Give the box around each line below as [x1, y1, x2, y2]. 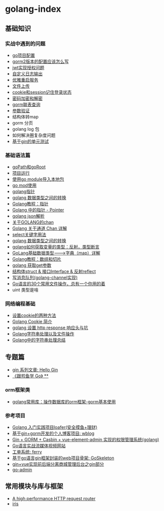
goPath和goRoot [12, 164, 46, 170]
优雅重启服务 [12, 77, 38, 83]
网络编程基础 [5, 301, 36, 307]
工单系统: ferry [12, 449, 42, 454]
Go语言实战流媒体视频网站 [12, 443, 66, 449]
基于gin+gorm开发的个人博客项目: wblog [12, 430, 95, 436]
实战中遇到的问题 [5, 40, 46, 47]
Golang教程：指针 [12, 201, 49, 207]
